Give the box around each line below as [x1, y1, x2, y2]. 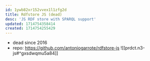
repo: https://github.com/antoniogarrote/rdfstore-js [12, 45, 120, 51]
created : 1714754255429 [5, 26, 56, 31]
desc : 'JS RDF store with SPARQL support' [5, 16, 96, 21]
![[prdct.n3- [121, 45, 145, 51]
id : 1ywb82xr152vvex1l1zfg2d [5, 7, 67, 12]
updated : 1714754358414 [5, 21, 56, 26]
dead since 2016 [12, 39, 47, 45]
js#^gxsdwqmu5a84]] [12, 50, 58, 56]
